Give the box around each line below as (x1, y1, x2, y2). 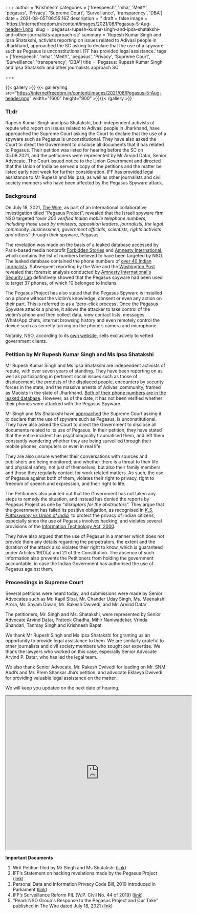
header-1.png (5, 26, 34, 32)
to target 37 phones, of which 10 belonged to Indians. (5, 279, 118, 286)
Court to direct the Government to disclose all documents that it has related (5, 141, 164, 148)
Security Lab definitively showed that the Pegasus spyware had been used (5, 274, 163, 281)
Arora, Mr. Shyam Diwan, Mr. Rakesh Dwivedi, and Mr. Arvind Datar (5, 601, 147, 608)
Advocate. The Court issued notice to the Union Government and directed (5, 158, 161, 164)
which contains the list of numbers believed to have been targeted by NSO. (5, 252, 164, 258)
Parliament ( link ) (12, 886, 48, 893)
